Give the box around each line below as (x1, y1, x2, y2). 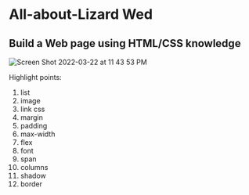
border (20, 179, 42, 189)
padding (20, 121, 48, 130)
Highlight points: (9, 73, 62, 81)
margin (20, 113, 44, 122)
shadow (20, 171, 46, 180)
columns (20, 163, 49, 172)
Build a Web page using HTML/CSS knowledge (9, 37, 241, 50)
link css (20, 104, 45, 114)
